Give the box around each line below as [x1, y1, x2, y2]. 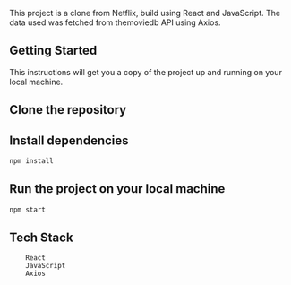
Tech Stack [9, 229, 73, 245]
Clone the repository [9, 102, 127, 117]
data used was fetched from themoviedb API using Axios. [9, 17, 221, 28]
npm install [9, 157, 54, 166]
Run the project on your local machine [9, 181, 226, 196]
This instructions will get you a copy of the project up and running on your [9, 66, 282, 77]
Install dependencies [9, 133, 129, 148]
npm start [9, 205, 47, 214]
